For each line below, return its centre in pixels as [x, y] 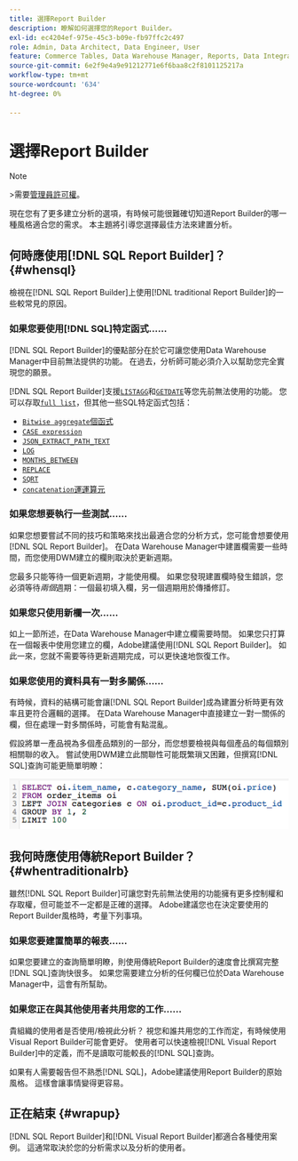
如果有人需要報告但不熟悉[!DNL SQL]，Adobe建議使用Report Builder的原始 [145, 1071]
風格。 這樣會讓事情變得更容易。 [69, 1083]
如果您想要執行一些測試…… [68, 514]
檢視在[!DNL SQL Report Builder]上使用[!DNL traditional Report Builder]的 [143, 293]
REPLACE [36, 470]
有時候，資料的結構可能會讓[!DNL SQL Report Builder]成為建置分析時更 [139, 702]
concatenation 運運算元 [63, 488]
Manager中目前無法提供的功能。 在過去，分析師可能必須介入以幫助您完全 [143, 361]
